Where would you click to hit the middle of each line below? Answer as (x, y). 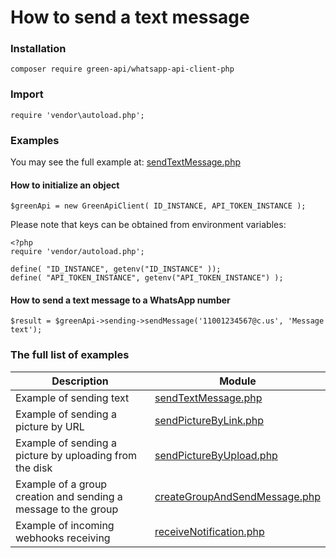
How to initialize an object (65, 185)
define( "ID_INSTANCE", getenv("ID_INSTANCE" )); (116, 269)
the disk (34, 468)
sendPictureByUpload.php (216, 455)
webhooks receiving (63, 538)
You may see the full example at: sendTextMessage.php (125, 162)
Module (238, 381)
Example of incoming (65, 525)
